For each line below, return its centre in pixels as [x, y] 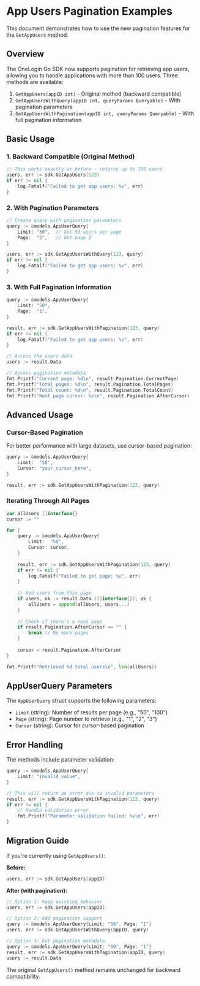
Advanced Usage [40, 415]
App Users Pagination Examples [90, 11]
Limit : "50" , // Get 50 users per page [69, 232]
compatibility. [24, 976]
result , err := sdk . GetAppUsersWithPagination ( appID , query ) [86, 952]
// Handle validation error [53, 811]
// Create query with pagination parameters [64, 221]
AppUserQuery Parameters [59, 686]
